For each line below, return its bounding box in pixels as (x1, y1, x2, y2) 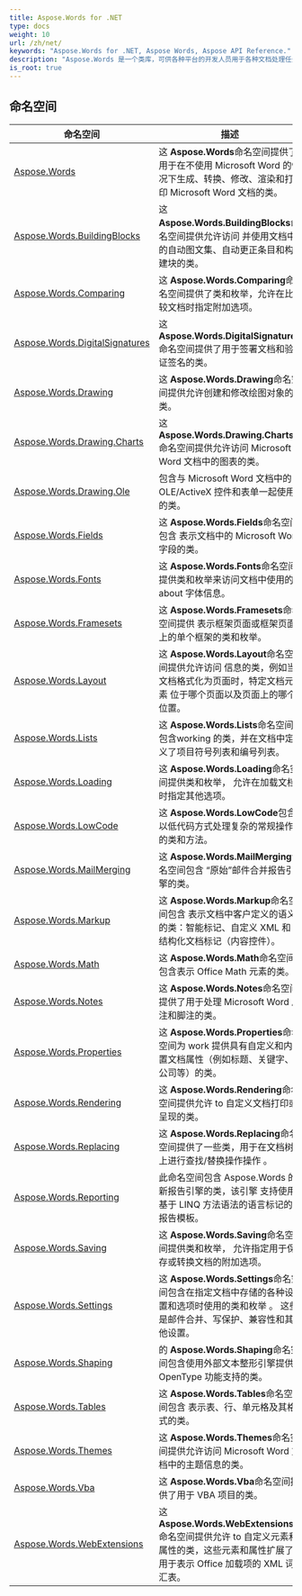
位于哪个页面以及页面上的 (169, 688, 279, 701)
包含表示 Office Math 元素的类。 (158, 965, 295, 977)
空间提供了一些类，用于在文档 (158, 1140, 285, 1153)
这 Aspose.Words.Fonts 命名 (158, 559, 280, 572)
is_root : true (9, 64, 63, 73)
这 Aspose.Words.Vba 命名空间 (158, 1474, 290, 1487)
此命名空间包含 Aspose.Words (158, 1171, 286, 1183)
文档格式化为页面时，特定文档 (158, 675, 285, 687)
